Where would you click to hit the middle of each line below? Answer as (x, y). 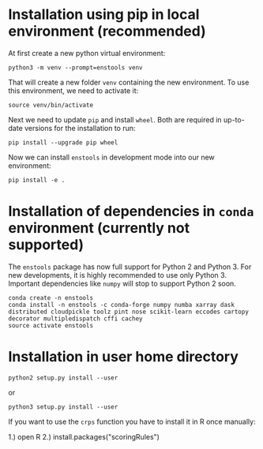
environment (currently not (99, 228)
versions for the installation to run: (80, 128)
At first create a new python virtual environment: (87, 53)
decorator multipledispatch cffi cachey (76, 318)
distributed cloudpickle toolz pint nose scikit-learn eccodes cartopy (128, 312)
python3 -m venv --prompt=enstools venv (76, 67)
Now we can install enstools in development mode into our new (111, 157)
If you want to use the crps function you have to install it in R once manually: (132, 421)
